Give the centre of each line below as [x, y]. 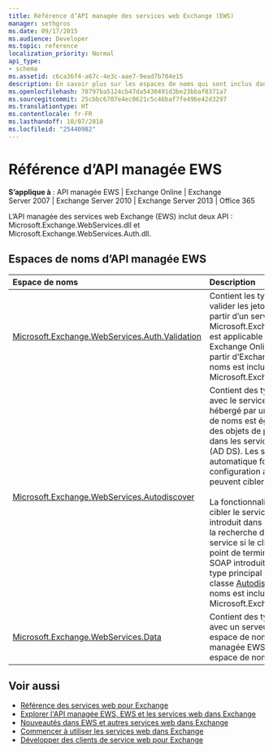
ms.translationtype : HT [49, 106]
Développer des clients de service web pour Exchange [112, 740]
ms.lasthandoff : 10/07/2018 [56, 122]
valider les [229, 305]
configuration [235, 471]
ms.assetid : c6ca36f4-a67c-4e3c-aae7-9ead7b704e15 [96, 76]
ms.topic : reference [43, 46]
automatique [233, 461]
